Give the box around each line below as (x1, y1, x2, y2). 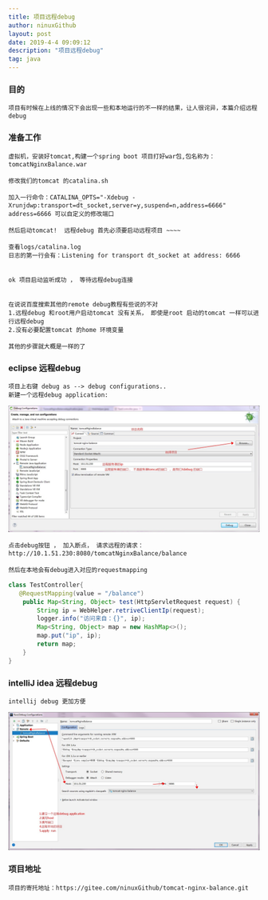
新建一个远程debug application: (8, 390, 109, 399)
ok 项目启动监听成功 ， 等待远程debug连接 (8, 276, 133, 284)
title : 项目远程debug (8, 13, 76, 21)
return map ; (37, 640, 77, 648)
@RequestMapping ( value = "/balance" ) (18, 589, 145, 598)
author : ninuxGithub (8, 21, 77, 30)
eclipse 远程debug (8, 362, 81, 374)
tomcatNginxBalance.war (8, 160, 88, 168)
